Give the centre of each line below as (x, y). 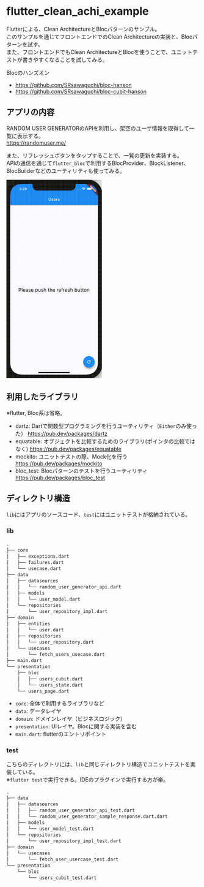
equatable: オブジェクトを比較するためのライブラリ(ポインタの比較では (105, 441)
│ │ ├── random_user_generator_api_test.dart (71, 810)
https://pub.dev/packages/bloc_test (60, 478)
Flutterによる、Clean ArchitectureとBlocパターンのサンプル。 (83, 29)
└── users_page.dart (43, 691)
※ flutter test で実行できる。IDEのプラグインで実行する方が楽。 (88, 780)
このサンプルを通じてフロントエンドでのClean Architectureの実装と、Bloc (99, 36)
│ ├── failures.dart (35, 562)
